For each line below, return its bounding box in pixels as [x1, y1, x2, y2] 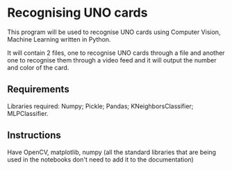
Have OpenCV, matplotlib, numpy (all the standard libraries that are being [7, 148, 217, 156]
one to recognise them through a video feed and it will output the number [7, 56, 217, 64]
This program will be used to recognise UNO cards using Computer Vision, [7, 28, 221, 36]
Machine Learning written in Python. [7, 35, 111, 43]
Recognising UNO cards [7, 5, 148, 21]
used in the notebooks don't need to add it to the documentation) [7, 155, 194, 164]
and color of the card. [7, 63, 69, 71]
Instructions [7, 130, 61, 142]
